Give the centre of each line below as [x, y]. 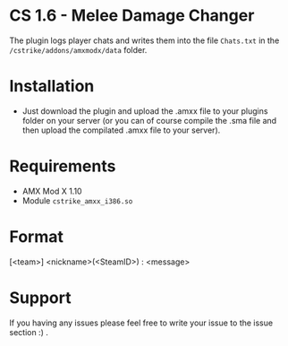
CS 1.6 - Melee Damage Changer [132, 16]
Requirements [63, 166]
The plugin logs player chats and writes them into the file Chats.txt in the [144, 40]
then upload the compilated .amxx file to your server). [121, 130]
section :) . [29, 332]
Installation [52, 86]
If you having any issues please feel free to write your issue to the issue [141, 323]
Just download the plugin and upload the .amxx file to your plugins [145, 111]
